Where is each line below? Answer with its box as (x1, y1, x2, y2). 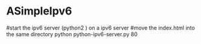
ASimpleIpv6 (6, 4, 72, 18)
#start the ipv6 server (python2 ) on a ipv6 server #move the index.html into (6, 24, 195, 31)
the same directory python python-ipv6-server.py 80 (6, 30, 138, 37)
